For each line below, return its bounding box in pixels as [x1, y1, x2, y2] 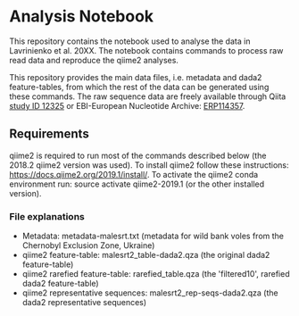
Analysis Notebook [9, 6, 154, 27]
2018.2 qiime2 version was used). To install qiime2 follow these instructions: [9, 159, 289, 170]
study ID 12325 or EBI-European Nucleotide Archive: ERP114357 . [9, 100, 245, 111]
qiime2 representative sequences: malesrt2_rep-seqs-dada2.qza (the [21, 287, 278, 298]
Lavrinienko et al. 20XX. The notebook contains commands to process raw [9, 45, 284, 55]
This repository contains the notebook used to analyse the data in [9, 36, 251, 46]
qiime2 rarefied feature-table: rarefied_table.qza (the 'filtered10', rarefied [21, 269, 290, 279]
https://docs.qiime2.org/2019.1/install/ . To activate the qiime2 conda [9, 169, 259, 179]
